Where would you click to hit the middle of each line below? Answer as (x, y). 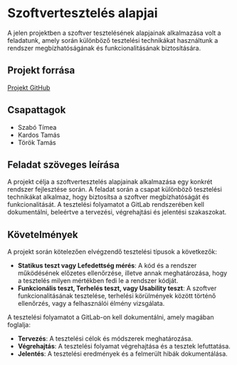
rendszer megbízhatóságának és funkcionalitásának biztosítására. (104, 48)
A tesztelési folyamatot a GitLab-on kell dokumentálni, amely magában (111, 317)
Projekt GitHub (29, 88)
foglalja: (19, 325)
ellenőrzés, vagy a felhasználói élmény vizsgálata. (91, 304)
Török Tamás (37, 142)
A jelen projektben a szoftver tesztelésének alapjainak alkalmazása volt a (114, 33)
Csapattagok (37, 110)
